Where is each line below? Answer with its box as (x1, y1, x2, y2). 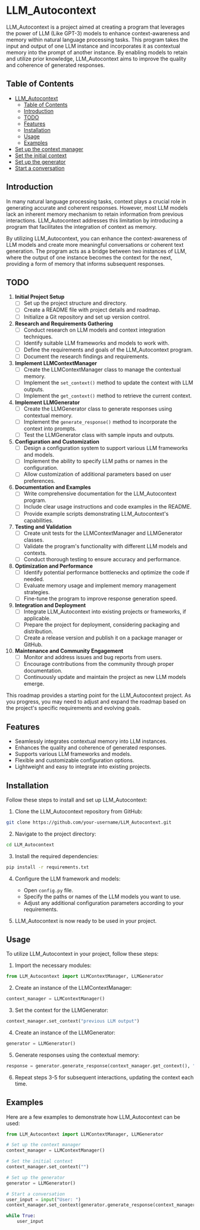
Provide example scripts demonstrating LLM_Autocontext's (23, 510, 169, 517)
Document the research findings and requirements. (23, 353, 149, 360)
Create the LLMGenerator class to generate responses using (23, 405, 173, 412)
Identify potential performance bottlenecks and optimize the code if (23, 568, 190, 576)
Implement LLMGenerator (14, 399, 80, 406)
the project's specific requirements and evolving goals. (6, 705, 141, 712)
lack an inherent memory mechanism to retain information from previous (6, 210, 183, 218)
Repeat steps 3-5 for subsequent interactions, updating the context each (14, 1073, 194, 1081)
